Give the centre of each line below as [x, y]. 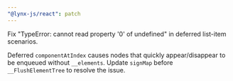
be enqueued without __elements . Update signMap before [90, 62]
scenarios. [23, 41]
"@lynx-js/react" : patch [44, 14]
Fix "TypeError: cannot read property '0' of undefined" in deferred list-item [117, 34]
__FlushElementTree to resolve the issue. [66, 70]
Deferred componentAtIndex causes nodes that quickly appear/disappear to [116, 55]
